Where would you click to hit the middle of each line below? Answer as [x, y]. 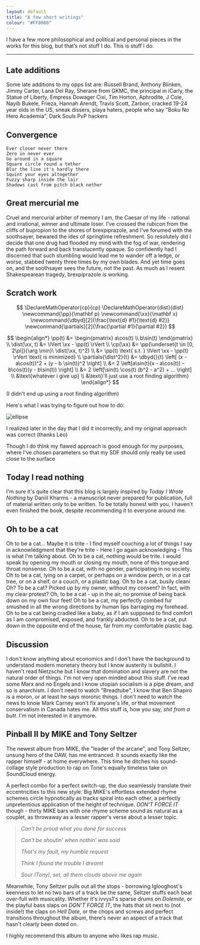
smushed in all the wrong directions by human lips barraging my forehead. [97, 607]
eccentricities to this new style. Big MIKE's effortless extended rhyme [91, 792]
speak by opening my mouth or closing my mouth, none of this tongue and [98, 563]
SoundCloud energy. [31, 774]
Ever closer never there [37, 149]
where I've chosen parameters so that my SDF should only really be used [96, 452]
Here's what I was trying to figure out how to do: [65, 405]
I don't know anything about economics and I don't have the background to [98, 659]
